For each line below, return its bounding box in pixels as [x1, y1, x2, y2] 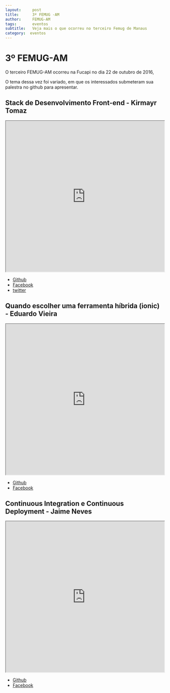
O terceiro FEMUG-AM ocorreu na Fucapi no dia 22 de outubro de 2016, [5, 69, 154, 75]
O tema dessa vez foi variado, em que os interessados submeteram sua [5, 78, 154, 84]
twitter [12, 287, 26, 293]
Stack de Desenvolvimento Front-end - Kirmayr [5, 99, 157, 107]
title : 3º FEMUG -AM [5, 12, 59, 17]
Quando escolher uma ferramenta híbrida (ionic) [5, 302, 160, 310]
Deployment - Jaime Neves [5, 507, 92, 515]
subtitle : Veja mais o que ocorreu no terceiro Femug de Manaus [5, 26, 147, 31]
